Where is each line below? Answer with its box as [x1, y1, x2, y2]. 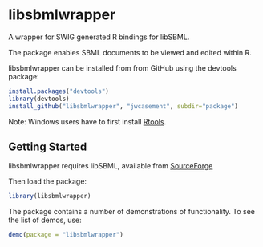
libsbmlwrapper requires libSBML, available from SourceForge [8, 161, 213, 171]
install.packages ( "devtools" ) [8, 87, 110, 95]
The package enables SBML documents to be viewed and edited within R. [8, 47, 253, 57]
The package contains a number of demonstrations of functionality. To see [8, 207, 255, 217]
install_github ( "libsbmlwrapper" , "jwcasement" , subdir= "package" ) [8, 102, 239, 110]
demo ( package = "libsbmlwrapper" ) [8, 231, 124, 239]
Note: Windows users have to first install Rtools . [8, 116, 167, 126]
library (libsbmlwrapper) [8, 192, 91, 200]
